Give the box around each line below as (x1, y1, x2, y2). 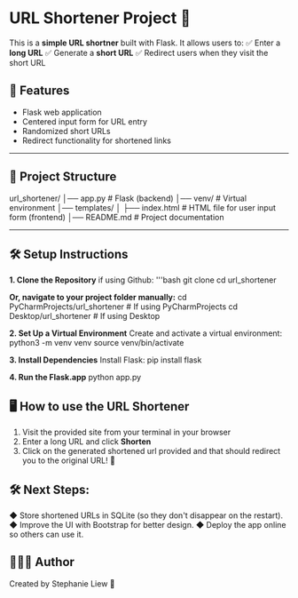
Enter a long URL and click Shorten (21, 436, 152, 447)
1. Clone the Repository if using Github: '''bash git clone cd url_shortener (9, 275, 277, 285)
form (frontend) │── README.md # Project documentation (9, 211, 224, 222)
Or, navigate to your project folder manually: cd (9, 292, 188, 303)
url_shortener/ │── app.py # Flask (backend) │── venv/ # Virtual (9, 193, 247, 203)
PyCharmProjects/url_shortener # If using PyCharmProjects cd (9, 301, 238, 312)
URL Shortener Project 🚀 (9, 8, 192, 28)
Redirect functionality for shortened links (21, 135, 171, 146)
